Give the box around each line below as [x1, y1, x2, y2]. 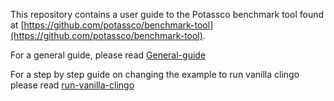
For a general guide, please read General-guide [10, 49, 207, 61]
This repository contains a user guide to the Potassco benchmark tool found [10, 9, 325, 20]
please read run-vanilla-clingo [10, 79, 135, 91]
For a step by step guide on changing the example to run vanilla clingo [10, 69, 300, 80]
